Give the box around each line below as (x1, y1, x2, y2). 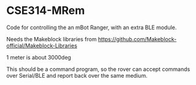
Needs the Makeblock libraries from (6, 35, 97, 42)
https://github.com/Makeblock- (97, 35, 177, 42)
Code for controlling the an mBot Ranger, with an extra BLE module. (6, 24, 177, 31)
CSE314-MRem (6, 4, 85, 18)
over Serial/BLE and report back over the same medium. (6, 72, 148, 79)
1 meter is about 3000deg (6, 53, 72, 61)
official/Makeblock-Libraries (6, 42, 78, 49)
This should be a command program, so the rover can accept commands (6, 65, 190, 73)
